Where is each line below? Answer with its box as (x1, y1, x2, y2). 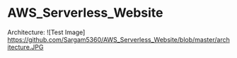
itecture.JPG (7, 43, 44, 51)
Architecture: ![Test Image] (7, 28, 86, 36)
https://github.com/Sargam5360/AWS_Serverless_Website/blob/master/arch (7, 35, 230, 43)
